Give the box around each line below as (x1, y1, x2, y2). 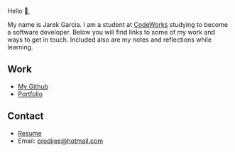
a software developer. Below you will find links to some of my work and (7, 28, 215, 36)
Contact (7, 110, 44, 122)
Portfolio (17, 89, 43, 98)
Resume (17, 129, 42, 137)
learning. (7, 43, 33, 51)
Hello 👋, (7, 7, 31, 15)
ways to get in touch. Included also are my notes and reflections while (7, 35, 212, 44)
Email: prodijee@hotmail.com (17, 136, 104, 145)
